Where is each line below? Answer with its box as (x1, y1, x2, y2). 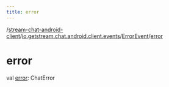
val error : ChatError (6, 74, 55, 81)
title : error (6, 9, 40, 15)
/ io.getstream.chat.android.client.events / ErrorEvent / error (20, 32, 164, 40)
